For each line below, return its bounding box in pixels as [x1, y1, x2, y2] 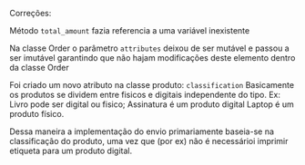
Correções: [9, 8, 52, 18]
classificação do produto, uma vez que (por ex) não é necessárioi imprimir [9, 136, 289, 146]
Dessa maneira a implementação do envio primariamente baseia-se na [9, 126, 275, 137]
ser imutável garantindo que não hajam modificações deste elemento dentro [9, 53, 296, 63]
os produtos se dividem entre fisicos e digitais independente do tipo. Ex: [9, 90, 280, 100]
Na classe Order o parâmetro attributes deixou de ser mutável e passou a [9, 43, 290, 53]
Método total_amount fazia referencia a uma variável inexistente [9, 25, 250, 35]
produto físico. [9, 109, 65, 119]
